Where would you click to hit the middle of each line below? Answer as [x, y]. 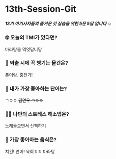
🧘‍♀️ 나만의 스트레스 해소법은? [37, 114]
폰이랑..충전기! [19, 75]
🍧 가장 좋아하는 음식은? [31, 140]
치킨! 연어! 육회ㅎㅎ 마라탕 [30, 151]
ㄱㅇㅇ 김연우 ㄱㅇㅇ [24, 100]
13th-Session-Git [41, 9]
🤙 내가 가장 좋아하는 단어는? [36, 88]
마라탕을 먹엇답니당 [24, 49]
